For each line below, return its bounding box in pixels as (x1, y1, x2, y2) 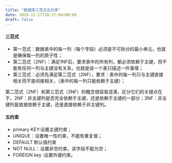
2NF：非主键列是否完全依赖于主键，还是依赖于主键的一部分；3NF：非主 (14, 95, 167, 101)
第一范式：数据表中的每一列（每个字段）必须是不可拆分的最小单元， (12, 45, 157, 52)
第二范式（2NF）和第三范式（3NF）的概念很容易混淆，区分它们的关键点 (5, 88, 158, 95)
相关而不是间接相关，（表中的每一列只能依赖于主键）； (12, 78, 126, 84)
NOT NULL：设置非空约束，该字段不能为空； (12, 145, 108, 151)
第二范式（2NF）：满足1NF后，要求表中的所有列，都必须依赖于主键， (12, 58, 158, 64)
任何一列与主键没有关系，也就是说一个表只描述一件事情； (22, 65, 144, 71)
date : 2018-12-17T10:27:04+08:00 (5, 12, 77, 17)
